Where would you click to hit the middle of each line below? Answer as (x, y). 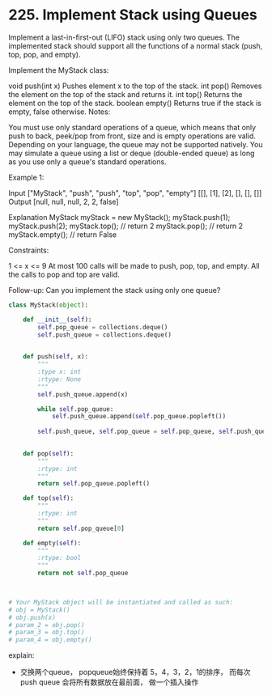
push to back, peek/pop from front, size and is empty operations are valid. (132, 136)
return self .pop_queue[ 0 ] (81, 528)
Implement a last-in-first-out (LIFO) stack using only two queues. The (124, 37)
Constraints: (29, 250)
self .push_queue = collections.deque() (105, 335)
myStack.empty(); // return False (63, 234)
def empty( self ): (52, 543)
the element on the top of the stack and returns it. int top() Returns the (125, 94)
